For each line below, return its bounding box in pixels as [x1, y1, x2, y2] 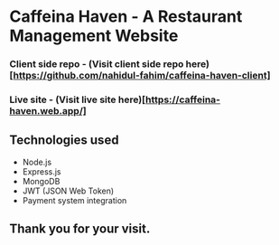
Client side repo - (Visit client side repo [9, 58, 184, 71]
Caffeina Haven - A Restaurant [9, 6, 243, 27]
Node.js [22, 156, 52, 167]
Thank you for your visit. [9, 221, 151, 237]
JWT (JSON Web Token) [22, 185, 115, 196]
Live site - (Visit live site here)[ [9, 93, 146, 106]
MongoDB [22, 175, 60, 186]
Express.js [22, 165, 61, 177]
